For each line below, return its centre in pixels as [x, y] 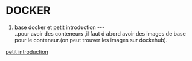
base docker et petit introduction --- [59, 27]
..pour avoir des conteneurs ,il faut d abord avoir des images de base [100, 33]
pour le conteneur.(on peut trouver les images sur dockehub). [91, 40]
